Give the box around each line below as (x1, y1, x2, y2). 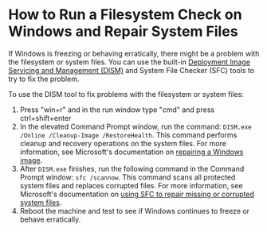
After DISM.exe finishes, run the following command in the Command (19, 164, 245, 173)
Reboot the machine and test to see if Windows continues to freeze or (19, 206, 249, 215)
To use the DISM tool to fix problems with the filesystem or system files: (8, 89, 245, 99)
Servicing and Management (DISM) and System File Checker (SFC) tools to (8, 65, 255, 75)
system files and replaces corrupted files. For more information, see (19, 180, 243, 190)
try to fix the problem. (8, 74, 80, 83)
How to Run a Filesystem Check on (8, 6, 242, 24)
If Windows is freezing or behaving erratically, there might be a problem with (8, 48, 260, 58)
